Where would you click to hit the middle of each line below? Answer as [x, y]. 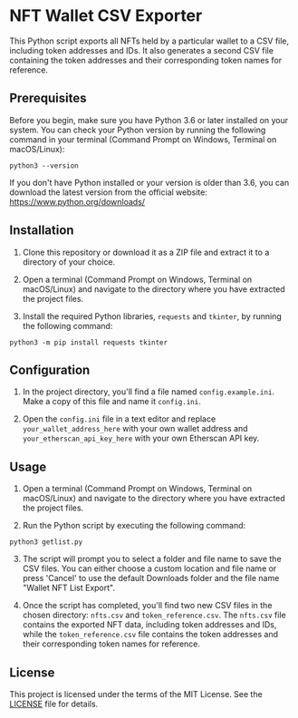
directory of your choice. [69, 262]
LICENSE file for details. [54, 704]
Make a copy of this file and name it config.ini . [111, 402]
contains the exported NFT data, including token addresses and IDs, [149, 625]
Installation [42, 231]
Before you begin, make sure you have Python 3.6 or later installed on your [149, 120]
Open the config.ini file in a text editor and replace [119, 419]
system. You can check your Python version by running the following [138, 130]
